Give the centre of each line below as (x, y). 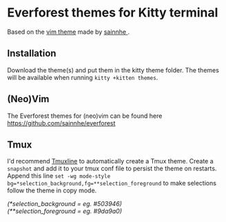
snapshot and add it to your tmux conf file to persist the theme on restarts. (112, 169)
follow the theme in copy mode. (52, 190)
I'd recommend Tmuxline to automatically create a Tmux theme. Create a (110, 161)
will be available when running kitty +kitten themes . (83, 77)
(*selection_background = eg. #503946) (65, 204)
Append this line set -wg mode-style (59, 176)
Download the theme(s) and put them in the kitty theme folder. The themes (113, 70)
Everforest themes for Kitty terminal (113, 13)
